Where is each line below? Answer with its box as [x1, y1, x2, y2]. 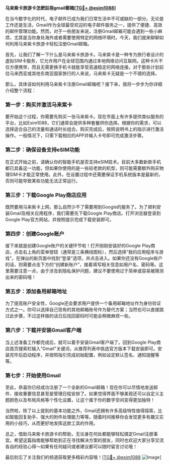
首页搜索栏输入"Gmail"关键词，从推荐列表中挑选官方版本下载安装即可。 [9, 345, 158, 352]
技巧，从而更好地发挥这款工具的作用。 [18, 420, 98, 426]
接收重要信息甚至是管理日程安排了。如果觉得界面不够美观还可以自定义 [14, 390, 159, 397]
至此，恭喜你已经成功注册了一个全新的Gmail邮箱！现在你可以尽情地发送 [5, 384, 154, 390]
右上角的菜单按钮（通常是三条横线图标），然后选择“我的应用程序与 [22, 249, 159, 255]
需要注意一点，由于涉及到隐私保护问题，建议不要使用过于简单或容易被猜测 [9, 268, 164, 274]
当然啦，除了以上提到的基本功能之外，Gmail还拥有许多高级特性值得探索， [5, 408, 158, 414]
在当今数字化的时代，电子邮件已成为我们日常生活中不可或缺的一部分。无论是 [5, 16, 164, 22]
